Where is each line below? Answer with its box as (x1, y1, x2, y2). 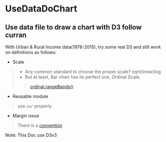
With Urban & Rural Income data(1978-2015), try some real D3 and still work (5, 44, 161, 50)
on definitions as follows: (5, 49, 56, 55)
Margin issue (12, 113, 39, 118)
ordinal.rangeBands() (29, 83, 74, 89)
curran (5, 30, 26, 39)
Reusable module (12, 93, 48, 99)
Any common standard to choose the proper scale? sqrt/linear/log (24, 68, 161, 74)
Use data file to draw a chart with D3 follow (5, 23, 142, 31)
